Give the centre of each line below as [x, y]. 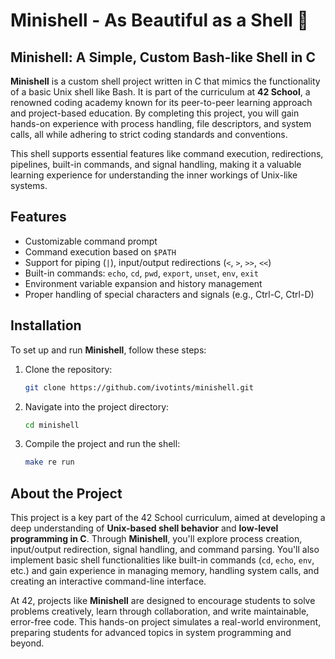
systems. [29, 185]
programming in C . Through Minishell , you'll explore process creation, [156, 539]
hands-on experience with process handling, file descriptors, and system [161, 123]
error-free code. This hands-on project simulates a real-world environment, [166, 622]
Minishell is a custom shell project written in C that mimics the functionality [165, 81]
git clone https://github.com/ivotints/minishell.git [139, 387]
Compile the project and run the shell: [102, 444]
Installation [46, 325]
